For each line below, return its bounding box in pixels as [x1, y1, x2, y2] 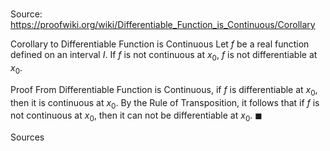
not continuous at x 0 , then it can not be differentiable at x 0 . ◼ [10, 109, 263, 124]
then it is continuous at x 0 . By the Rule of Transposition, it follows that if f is [10, 96, 320, 111]
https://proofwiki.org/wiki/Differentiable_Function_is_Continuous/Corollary [10, 19, 316, 31]
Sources [10, 131, 45, 143]
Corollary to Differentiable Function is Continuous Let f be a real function [10, 38, 310, 50]
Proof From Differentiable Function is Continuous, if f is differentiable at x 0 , [10, 83, 318, 98]
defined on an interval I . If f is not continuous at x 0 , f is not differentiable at [10, 49, 318, 63]
